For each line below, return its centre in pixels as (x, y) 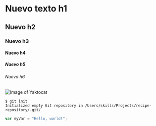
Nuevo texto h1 (36, 9)
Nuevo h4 (15, 53)
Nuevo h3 (17, 41)
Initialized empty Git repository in (44, 105)
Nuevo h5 (15, 64)
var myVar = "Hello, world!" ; (36, 119)
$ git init (16, 101)
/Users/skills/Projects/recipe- (118, 105)
